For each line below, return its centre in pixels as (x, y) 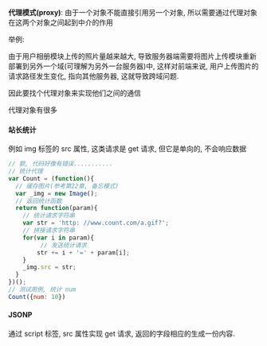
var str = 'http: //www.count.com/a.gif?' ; (96, 223)
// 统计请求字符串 (49, 216)
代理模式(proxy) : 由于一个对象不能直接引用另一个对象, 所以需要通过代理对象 (133, 12)
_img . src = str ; (50, 267)
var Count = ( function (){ (51, 178)
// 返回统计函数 (39, 201)
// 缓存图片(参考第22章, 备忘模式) (67, 186)
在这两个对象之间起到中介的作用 (61, 22)
